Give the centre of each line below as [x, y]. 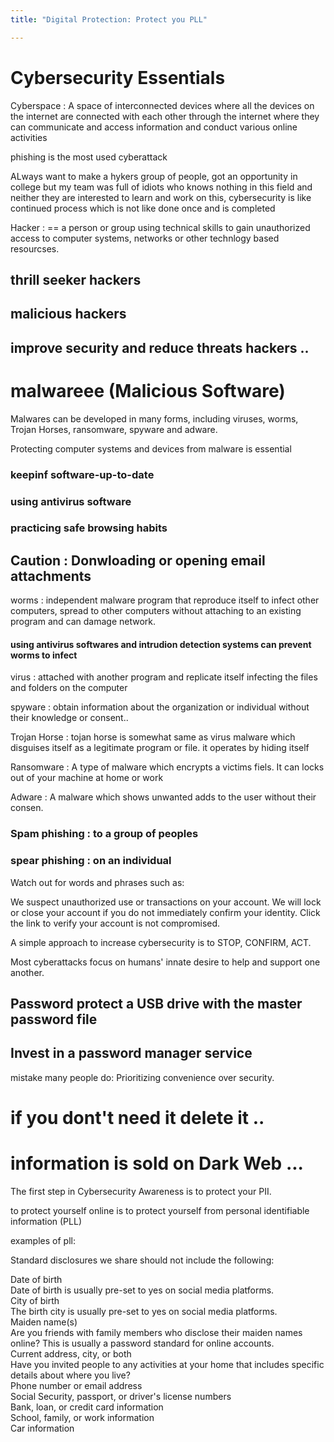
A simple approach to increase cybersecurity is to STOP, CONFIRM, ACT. [161, 942]
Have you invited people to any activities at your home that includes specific [167, 1364]
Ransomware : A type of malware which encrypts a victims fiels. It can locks [167, 767]
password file [54, 1019]
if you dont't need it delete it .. [137, 1118]
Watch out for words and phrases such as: [97, 882]
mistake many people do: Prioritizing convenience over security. [142, 1077]
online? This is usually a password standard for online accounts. [142, 1343]
